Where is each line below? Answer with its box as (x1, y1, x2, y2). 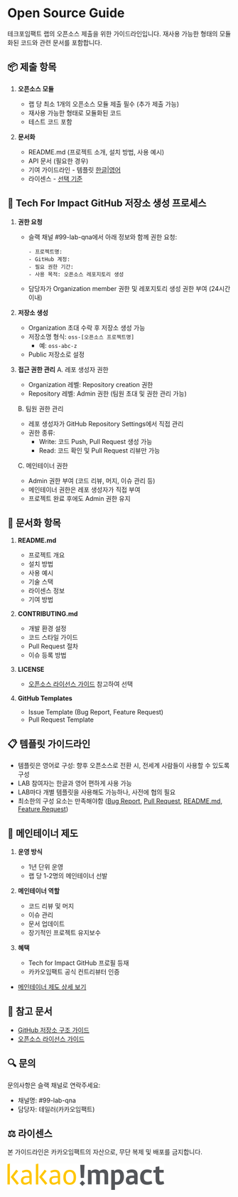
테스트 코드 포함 (28, 117, 72, 126)
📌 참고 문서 (7, 1006, 53, 1018)
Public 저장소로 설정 (28, 350, 85, 359)
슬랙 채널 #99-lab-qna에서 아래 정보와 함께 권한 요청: (28, 233, 178, 241)
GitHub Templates (17, 694, 72, 702)
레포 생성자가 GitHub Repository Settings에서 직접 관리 (28, 419, 184, 428)
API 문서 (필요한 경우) (28, 157, 89, 165)
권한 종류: (28, 428, 55, 437)
